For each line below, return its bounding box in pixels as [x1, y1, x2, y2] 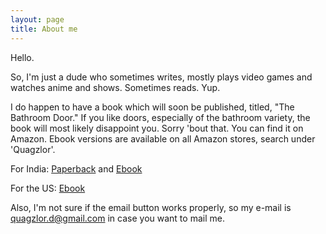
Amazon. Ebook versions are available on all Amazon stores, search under [10, 132, 316, 145]
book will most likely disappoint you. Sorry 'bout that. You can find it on [10, 122, 304, 134]
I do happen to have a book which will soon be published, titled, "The [10, 101, 295, 113]
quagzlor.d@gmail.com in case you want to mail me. [10, 212, 225, 224]
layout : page [10, 14, 65, 25]
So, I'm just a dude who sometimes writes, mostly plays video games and [10, 71, 313, 83]
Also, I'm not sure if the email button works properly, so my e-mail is [10, 201, 292, 213]
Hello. [10, 51, 35, 63]
